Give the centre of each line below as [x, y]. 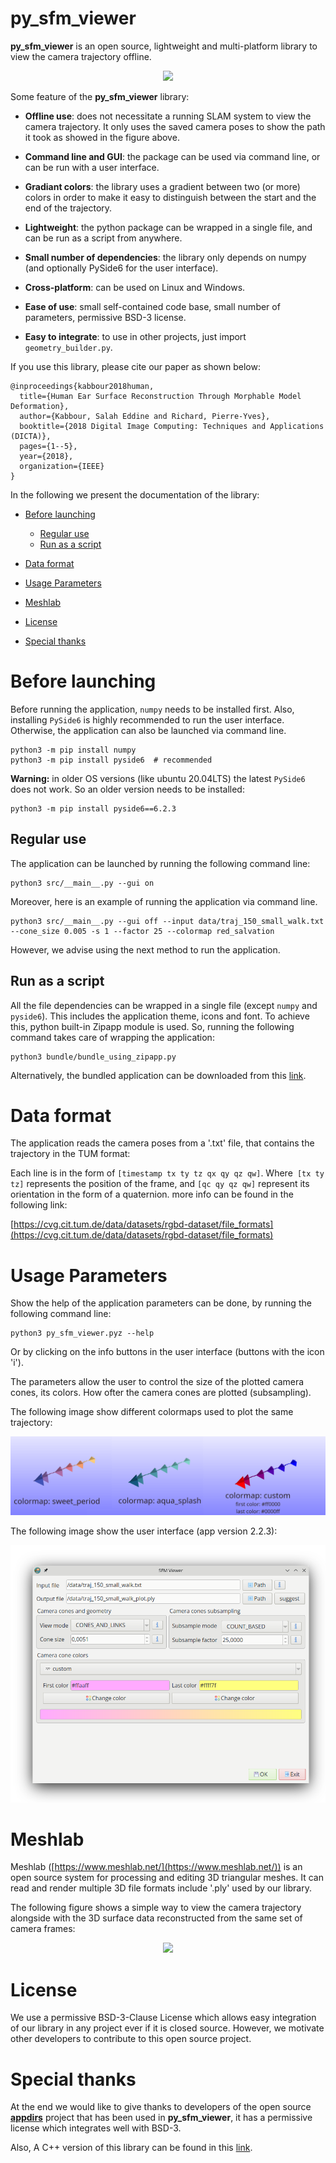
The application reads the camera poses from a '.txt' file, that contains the [162, 1143]
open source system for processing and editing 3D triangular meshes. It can [167, 1878]
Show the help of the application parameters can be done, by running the [161, 1303]
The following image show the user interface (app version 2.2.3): [144, 1531]
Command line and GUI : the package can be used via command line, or [172, 156]
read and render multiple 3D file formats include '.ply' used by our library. [161, 1888]
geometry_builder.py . [68, 347]
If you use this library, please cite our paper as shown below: [135, 366]
